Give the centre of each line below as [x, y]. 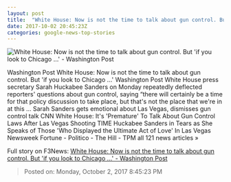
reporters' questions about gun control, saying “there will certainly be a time [115, 94]
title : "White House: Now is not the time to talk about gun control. [112, 20]
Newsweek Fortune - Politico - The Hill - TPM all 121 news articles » [103, 138]
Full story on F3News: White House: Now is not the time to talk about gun [111, 151]
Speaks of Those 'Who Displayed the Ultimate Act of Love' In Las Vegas [109, 131]
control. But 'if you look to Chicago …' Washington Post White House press [113, 80]
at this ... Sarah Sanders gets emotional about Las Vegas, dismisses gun [109, 109]
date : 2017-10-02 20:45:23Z [47, 26]
